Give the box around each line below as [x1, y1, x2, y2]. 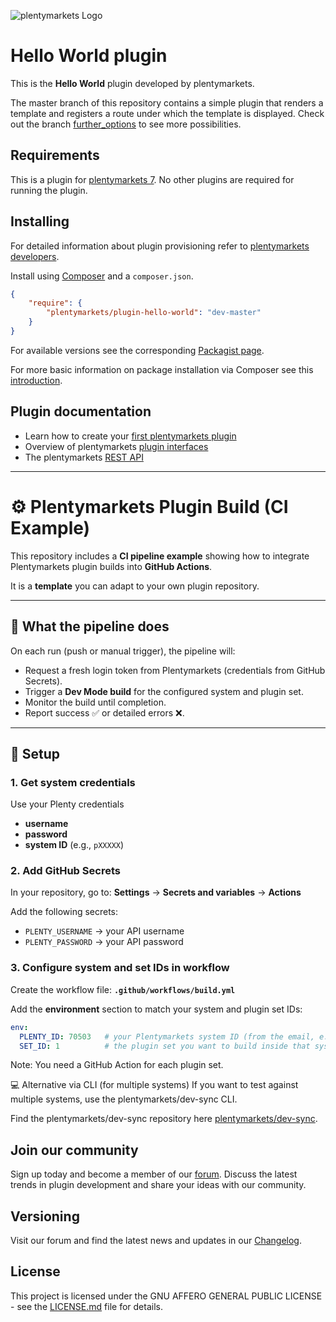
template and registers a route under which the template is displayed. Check [10, 107, 325, 119]
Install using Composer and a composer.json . [10, 270, 194, 282]
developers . [10, 250, 60, 262]
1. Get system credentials [10, 775, 136, 789]
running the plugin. [10, 184, 88, 196]
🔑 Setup [10, 745, 61, 762]
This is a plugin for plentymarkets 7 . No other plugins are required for [10, 173, 295, 185]
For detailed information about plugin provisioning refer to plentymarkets [10, 240, 310, 252]
